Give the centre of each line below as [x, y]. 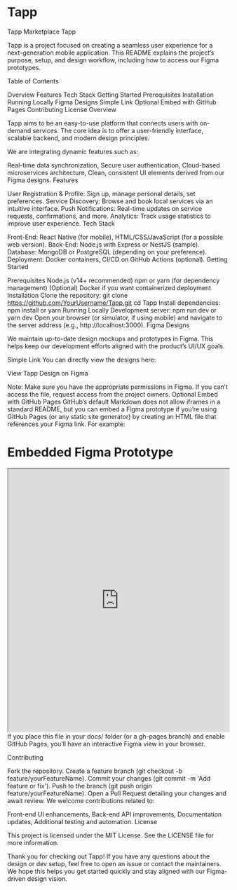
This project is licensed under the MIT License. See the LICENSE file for [111, 835]
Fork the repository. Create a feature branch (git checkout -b [95, 771]
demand [19, 130]
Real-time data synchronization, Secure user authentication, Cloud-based [114, 165]
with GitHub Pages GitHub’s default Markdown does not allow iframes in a [114, 402]
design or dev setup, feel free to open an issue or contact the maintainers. [114, 863]
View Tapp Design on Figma [48, 373]
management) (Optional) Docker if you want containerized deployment [109, 287]
